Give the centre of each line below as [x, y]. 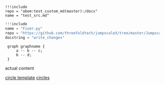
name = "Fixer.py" [24, 28]
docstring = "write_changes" [35, 37]
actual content [20, 68]
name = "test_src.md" [27, 16]
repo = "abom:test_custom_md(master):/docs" [51, 11]
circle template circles [27, 77]
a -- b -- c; [29, 51]
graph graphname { [26, 46]
